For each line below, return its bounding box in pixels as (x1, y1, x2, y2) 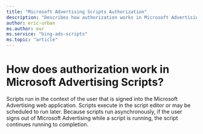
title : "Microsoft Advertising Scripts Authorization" (6, 8, 147, 15)
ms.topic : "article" (6, 37, 59, 43)
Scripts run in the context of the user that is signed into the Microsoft (6, 95, 178, 102)
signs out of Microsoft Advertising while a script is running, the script (6, 114, 178, 121)
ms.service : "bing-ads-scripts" (6, 31, 88, 37)
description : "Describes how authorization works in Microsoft (6, 14, 169, 20)
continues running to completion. (6, 121, 89, 128)
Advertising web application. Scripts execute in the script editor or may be (6, 102, 191, 109)
